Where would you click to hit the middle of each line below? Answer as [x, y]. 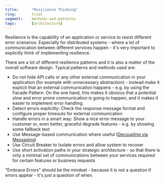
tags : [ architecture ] [34, 23]
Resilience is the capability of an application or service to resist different [78, 37]
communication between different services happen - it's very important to [80, 48]
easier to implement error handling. [48, 103]
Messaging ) [24, 140]
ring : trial [24, 14]
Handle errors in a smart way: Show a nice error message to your [78, 119]
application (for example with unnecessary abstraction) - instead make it [86, 82]
